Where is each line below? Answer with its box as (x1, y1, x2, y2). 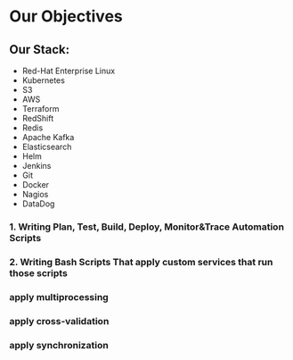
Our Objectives (9, 6, 123, 27)
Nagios (21, 189, 49, 199)
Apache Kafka (21, 132, 75, 142)
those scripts (9, 266, 69, 279)
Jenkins (21, 161, 52, 171)
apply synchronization (9, 339, 109, 351)
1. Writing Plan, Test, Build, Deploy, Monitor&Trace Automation (9, 221, 285, 233)
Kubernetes (21, 75, 65, 86)
